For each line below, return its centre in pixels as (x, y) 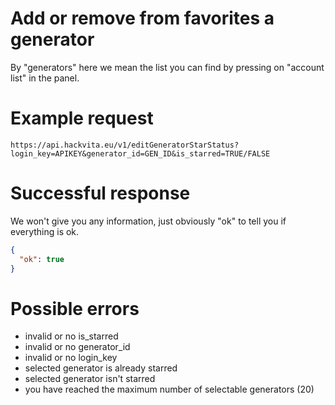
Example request (82, 118)
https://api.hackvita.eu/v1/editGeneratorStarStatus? (125, 145)
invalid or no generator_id (77, 347)
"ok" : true (42, 259)
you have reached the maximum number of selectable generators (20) (169, 389)
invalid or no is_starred (71, 336)
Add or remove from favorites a (142, 18)
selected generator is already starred (101, 368)
